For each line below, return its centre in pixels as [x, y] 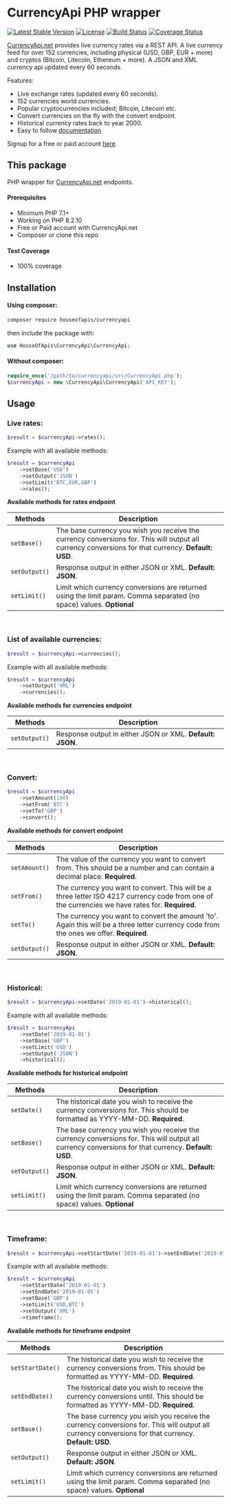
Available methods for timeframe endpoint [69, 1330]
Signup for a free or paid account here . [62, 143]
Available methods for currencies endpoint [69, 706]
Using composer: [32, 305]
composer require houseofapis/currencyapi [69, 320]
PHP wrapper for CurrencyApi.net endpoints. [70, 182]
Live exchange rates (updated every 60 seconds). [88, 94]
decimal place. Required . [97, 876]
